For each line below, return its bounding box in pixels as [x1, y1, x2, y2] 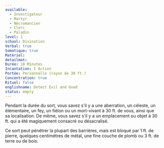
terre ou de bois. [5, 138, 39, 144]
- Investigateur [9, 12, 43, 17]
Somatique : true [5, 48, 38, 53]
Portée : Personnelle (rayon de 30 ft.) [5, 71, 87, 76]
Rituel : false [5, 80, 34, 85]
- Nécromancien [9, 21, 41, 26]
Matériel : [5, 52, 25, 58]
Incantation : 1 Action [5, 67, 51, 72]
